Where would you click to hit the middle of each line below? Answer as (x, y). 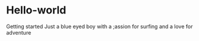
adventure (19, 32)
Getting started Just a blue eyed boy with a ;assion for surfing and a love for (99, 26)
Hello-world (36, 10)
